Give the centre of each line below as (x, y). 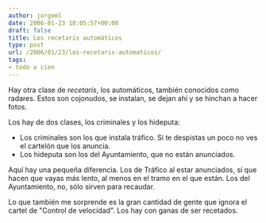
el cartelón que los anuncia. (65, 146)
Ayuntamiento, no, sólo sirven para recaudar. (81, 186)
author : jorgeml (35, 15)
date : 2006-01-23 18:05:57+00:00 (64, 23)
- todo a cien (32, 67)
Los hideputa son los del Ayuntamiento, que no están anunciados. (127, 154)
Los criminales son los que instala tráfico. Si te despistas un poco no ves (139, 137)
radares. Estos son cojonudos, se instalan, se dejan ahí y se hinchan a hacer (133, 98)
